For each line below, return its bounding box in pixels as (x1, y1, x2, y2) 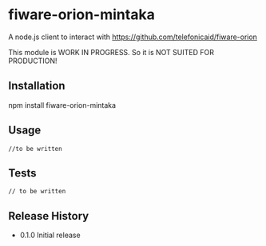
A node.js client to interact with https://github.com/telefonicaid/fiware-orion (8, 32, 258, 42)
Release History (8, 209, 89, 223)
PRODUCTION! (8, 56, 58, 65)
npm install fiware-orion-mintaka (8, 100, 117, 109)
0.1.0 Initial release (19, 230, 81, 240)
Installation (8, 79, 66, 93)
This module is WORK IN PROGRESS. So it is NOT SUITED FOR (8, 47, 214, 57)
